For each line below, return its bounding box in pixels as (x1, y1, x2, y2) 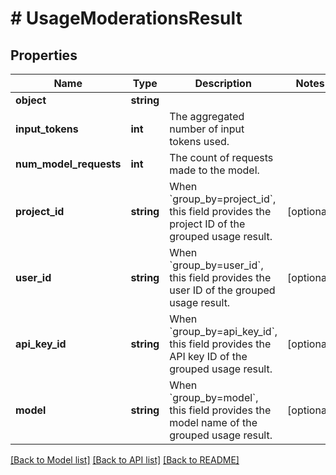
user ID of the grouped (169, 283, 276, 297)
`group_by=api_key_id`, (169, 325, 278, 338)
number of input (169, 122, 245, 136)
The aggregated (169, 110, 245, 123)
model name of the (169, 416, 258, 429)
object (15, 93, 47, 107)
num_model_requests (15, 157, 122, 171)
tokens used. (169, 135, 230, 148)
